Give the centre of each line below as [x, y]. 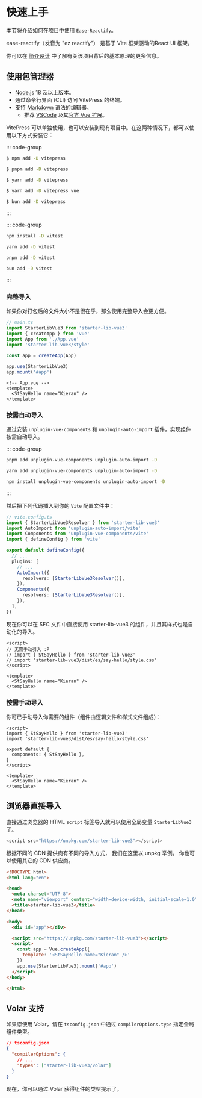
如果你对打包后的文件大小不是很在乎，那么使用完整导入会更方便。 [88, 311]
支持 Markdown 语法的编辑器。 [53, 107]
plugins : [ [25, 561]
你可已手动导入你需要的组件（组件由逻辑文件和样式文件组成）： [84, 717]
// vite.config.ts [29, 517]
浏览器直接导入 [34, 806]
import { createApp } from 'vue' [48, 334]
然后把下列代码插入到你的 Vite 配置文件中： [61, 505]
